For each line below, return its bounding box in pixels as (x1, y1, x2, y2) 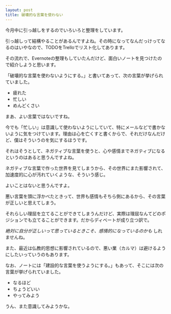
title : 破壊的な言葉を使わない (5, 12, 63, 17)
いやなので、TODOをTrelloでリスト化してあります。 (18, 44, 128, 50)
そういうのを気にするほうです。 (22, 137, 90, 143)
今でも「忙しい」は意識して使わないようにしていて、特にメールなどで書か (5, 124, 161, 130)
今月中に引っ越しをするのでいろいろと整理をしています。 (5, 27, 126, 33)
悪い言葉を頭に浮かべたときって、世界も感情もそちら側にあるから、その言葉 (5, 193, 166, 199)
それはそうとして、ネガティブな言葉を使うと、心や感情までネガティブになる (5, 148, 165, 154)
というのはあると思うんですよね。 (5, 154, 77, 160)
